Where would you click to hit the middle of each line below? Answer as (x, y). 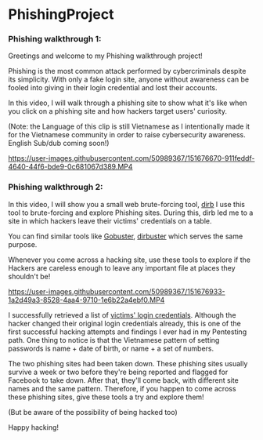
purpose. (23, 244)
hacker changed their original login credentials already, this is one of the (124, 323)
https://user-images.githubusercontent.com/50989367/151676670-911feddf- (131, 158)
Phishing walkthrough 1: (55, 39)
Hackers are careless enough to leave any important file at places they (122, 267)
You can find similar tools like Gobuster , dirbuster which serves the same (126, 236)
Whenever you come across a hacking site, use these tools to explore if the (130, 260)
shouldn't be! (29, 276)
